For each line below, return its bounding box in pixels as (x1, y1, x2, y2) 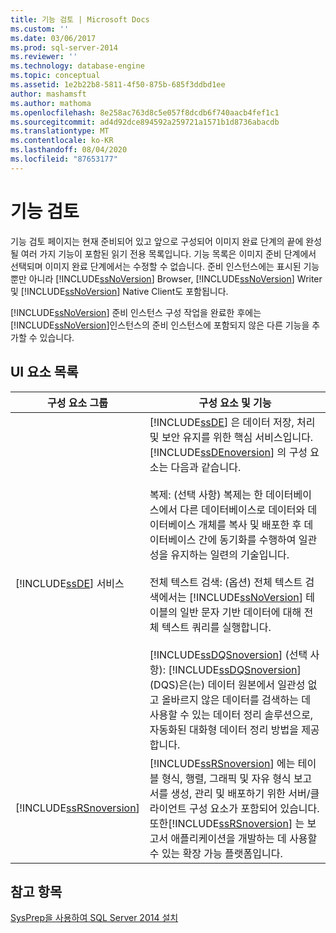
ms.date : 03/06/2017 (10, 33, 97, 43)
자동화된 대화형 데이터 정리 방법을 (149, 722, 299, 736)
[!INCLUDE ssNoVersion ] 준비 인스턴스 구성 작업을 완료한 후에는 (10, 306, 262, 318)
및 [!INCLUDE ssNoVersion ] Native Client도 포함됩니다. (10, 285, 229, 297)
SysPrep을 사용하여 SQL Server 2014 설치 (10, 912, 179, 924)
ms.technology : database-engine (10, 61, 145, 71)
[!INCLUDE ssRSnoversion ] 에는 (149, 756, 296, 770)
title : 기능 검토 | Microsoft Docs (10, 14, 150, 25)
